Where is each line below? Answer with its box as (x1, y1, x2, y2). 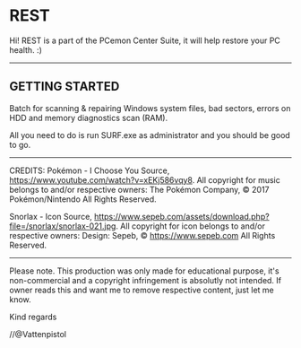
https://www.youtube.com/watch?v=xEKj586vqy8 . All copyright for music (9, 174, 280, 185)
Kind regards (9, 311, 57, 322)
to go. (9, 139, 31, 150)
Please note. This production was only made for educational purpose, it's (9, 265, 279, 276)
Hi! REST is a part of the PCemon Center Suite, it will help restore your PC (9, 35, 280, 46)
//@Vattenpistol (9, 328, 67, 339)
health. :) (9, 44, 43, 55)
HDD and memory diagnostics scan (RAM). (9, 112, 168, 123)
